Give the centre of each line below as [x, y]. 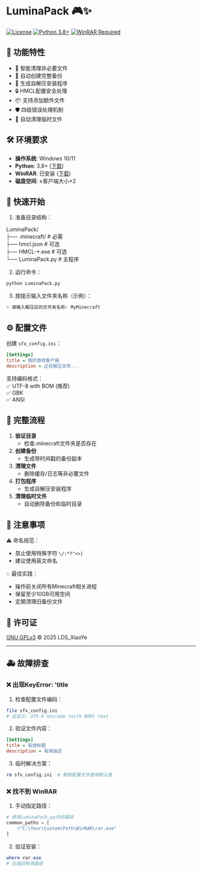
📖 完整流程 [26, 420]
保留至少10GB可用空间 [42, 594]
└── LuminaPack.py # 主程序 [43, 259]
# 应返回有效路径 [25, 864]
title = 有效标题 [26, 746]
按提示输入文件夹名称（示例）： [53, 296]
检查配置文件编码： [39, 699]
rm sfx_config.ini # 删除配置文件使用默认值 [59, 775]
